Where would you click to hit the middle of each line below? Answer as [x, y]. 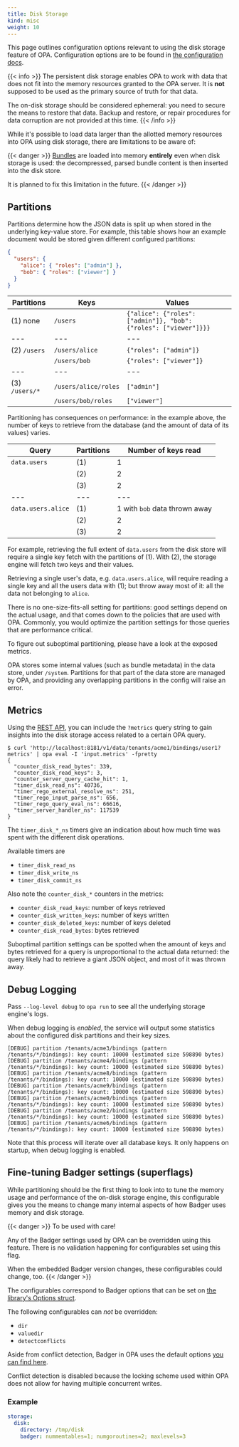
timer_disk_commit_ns [49, 881]
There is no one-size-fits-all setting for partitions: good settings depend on [117, 607]
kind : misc [23, 21]
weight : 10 [23, 27]
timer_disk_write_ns [48, 873]
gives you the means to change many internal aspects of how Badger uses [117, 1205]
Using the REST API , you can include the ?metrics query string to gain [110, 728]
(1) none [26, 321]
